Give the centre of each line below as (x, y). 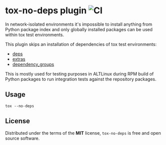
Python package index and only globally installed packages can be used (79, 29)
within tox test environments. (35, 35)
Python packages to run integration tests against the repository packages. (81, 79)
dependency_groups (33, 64)
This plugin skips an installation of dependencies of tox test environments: (81, 44)
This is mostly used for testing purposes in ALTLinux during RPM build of (80, 73)
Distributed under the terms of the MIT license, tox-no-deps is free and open (83, 133)
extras (19, 59)
